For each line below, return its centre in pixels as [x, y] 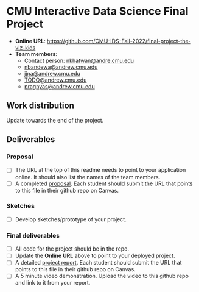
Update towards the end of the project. [55, 120]
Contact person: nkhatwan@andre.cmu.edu [79, 60]
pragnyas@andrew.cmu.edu [60, 86]
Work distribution [40, 106]
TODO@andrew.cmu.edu [55, 80]
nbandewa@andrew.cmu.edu [61, 67]
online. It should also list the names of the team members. [88, 177]
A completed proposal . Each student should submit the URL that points [104, 183]
